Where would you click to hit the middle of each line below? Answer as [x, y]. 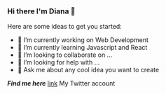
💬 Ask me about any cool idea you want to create [88, 70]
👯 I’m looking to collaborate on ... [65, 55]
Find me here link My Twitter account [61, 83]
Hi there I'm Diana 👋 [41, 11]
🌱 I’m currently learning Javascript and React [82, 48]
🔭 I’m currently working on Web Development [83, 40]
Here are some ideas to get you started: [65, 27]
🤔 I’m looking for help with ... [58, 62]
